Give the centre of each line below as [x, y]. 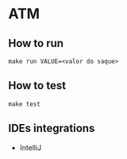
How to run [36, 43]
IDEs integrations [52, 128]
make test [25, 104]
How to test [37, 85]
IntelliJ [31, 147]
